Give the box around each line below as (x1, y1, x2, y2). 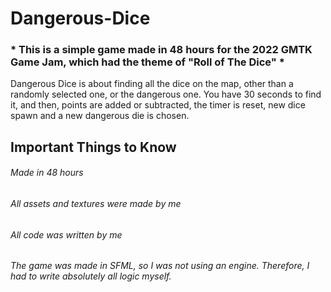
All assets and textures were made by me (10, 198, 182, 210)
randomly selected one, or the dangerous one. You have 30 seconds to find (10, 88, 322, 101)
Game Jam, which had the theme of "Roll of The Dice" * (10, 55, 285, 69)
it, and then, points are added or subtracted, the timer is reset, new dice (10, 99, 306, 111)
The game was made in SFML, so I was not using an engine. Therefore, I (10, 260, 310, 272)
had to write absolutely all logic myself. (10, 270, 172, 282)
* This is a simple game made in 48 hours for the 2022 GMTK (10, 43, 313, 57)
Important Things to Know (10, 138, 177, 156)
